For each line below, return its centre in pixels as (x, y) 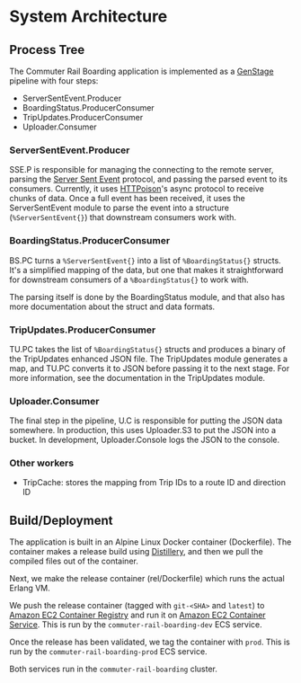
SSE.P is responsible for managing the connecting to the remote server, (142, 170)
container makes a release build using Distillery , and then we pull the (136, 552)
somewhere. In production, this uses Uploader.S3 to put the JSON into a (143, 430)
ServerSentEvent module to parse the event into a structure (119, 208)
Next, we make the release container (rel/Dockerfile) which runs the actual (147, 579)
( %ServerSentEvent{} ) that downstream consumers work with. (123, 217)
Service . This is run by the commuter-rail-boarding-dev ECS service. (136, 625)
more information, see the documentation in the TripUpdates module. (137, 377)
